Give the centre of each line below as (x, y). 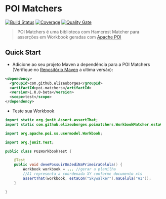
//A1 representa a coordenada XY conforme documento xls (83, 174)
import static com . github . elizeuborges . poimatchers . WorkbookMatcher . (78, 124)
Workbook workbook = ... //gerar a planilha (69, 169)
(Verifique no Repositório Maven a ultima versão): (63, 69)
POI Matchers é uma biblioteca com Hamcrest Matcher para (78, 32)
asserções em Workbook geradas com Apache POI (69, 37)
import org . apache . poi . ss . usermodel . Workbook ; (54, 133)
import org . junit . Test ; (30, 142)
